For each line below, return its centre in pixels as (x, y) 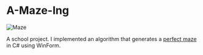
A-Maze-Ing (38, 11)
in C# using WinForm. (34, 45)
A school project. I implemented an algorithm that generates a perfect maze (102, 39)
